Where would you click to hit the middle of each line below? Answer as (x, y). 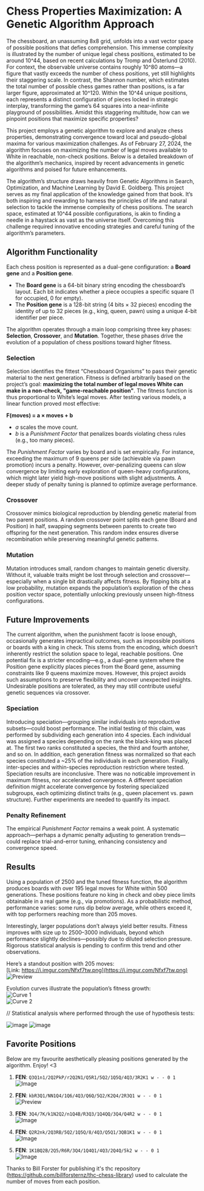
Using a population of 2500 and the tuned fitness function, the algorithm (97, 882)
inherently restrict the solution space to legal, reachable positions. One (95, 654)
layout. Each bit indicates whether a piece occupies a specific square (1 (104, 291)
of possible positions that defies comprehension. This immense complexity (100, 48)
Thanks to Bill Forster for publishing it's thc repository (73, 1168)
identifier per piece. (40, 317)
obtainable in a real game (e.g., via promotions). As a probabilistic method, (100, 901)
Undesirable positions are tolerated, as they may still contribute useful (94, 686)
